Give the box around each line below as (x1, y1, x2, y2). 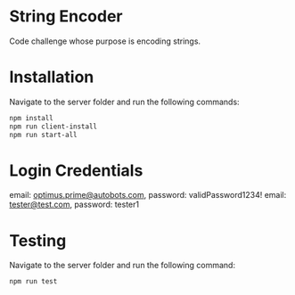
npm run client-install (9, 122, 98, 131)
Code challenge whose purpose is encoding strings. (9, 36, 201, 46)
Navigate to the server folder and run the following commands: (9, 96, 240, 107)
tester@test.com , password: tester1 (9, 199, 140, 210)
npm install (9, 113, 53, 122)
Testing (9, 230, 67, 250)
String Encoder (9, 6, 123, 27)
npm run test (9, 277, 58, 286)
